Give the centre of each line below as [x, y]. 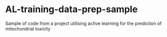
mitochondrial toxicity [28, 28]
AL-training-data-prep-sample [72, 9]
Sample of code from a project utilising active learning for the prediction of [83, 23]
